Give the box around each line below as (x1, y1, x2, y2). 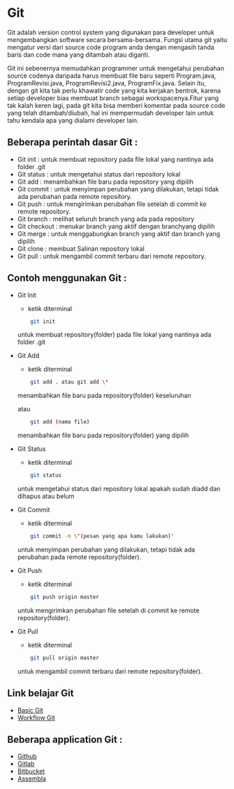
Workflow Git (17, 713, 55, 722)
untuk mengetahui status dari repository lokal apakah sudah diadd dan (17, 485, 221, 493)
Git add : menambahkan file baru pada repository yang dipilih (17, 177, 194, 186)
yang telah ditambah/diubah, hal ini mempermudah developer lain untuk (7, 109, 214, 117)
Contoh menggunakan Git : (7, 272, 127, 284)
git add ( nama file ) (30, 418, 90, 425)
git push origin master (30, 594, 99, 601)
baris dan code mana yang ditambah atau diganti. (7, 50, 150, 59)
